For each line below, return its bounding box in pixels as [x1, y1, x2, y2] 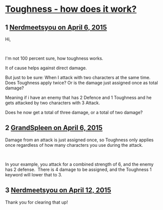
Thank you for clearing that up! [5, 199, 68, 205]
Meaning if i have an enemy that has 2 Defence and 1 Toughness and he [5, 95, 152, 100]
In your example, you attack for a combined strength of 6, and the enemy [5, 161, 154, 167]
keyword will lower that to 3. [5, 171, 63, 177]
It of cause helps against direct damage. [5, 65, 87, 71]
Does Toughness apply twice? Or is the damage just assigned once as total [5, 80, 158, 85]
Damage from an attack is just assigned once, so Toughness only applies [5, 137, 154, 143]
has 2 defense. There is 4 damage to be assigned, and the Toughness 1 [5, 167, 152, 172]
